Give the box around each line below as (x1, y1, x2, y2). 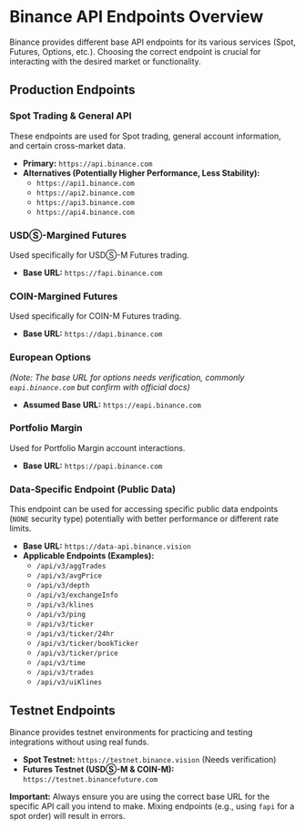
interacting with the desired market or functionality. (9, 56, 202, 67)
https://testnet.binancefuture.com (22, 774, 158, 784)
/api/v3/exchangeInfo (36, 590, 118, 600)
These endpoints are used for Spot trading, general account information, (9, 130, 282, 141)
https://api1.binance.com (36, 179, 135, 188)
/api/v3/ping (36, 610, 86, 620)
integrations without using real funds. (9, 736, 149, 747)
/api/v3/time (36, 659, 86, 668)
